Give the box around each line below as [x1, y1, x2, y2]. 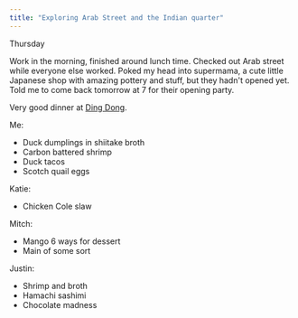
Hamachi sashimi [22, 290, 87, 301]
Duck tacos [22, 155, 66, 167]
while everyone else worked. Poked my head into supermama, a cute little [9, 65, 284, 76]
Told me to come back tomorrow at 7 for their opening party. [9, 84, 235, 95]
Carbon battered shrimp [22, 146, 113, 157]
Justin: [9, 263, 34, 274]
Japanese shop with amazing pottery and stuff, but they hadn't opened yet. [9, 74, 290, 86]
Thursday [9, 38, 45, 49]
